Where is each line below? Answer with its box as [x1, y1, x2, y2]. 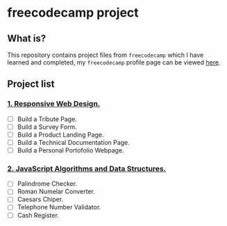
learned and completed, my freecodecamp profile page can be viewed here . [7, 58, 221, 67]
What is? [7, 33, 47, 44]
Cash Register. [17, 211, 59, 219]
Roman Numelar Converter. [17, 187, 95, 195]
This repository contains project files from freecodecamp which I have [7, 51, 204, 59]
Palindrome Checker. [17, 180, 78, 188]
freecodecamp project [7, 5, 139, 21]
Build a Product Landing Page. [17, 130, 104, 139]
